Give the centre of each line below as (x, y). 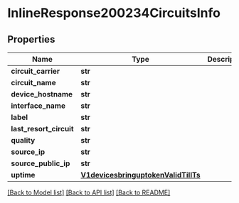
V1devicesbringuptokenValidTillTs (140, 175)
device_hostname (42, 94)
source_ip (28, 152)
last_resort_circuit (42, 129)
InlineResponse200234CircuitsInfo (114, 13)
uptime (23, 175)
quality (23, 140)
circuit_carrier (36, 71)
